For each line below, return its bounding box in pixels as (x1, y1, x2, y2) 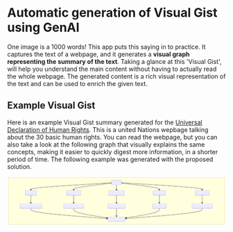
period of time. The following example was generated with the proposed (7, 155, 214, 163)
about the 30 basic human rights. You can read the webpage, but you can (7, 133, 218, 141)
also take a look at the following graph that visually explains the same (7, 140, 205, 149)
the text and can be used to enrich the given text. (7, 79, 148, 88)
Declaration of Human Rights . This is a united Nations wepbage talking (7, 125, 209, 133)
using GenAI (7, 19, 80, 35)
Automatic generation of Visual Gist (7, 5, 218, 21)
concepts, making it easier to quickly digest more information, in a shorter (7, 147, 218, 156)
